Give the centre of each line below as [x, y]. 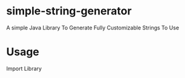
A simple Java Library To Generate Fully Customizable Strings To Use [93, 28]
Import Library [24, 68]
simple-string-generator [69, 11]
